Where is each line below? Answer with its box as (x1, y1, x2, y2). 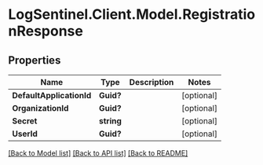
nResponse (8, 22, 84, 40)
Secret (12, 115, 38, 126)
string (99, 115, 122, 126)
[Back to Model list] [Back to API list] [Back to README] (8, 148, 188, 158)
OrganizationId (12, 103, 69, 113)
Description (129, 77, 174, 87)
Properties (8, 53, 61, 67)
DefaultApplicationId (12, 90, 92, 101)
